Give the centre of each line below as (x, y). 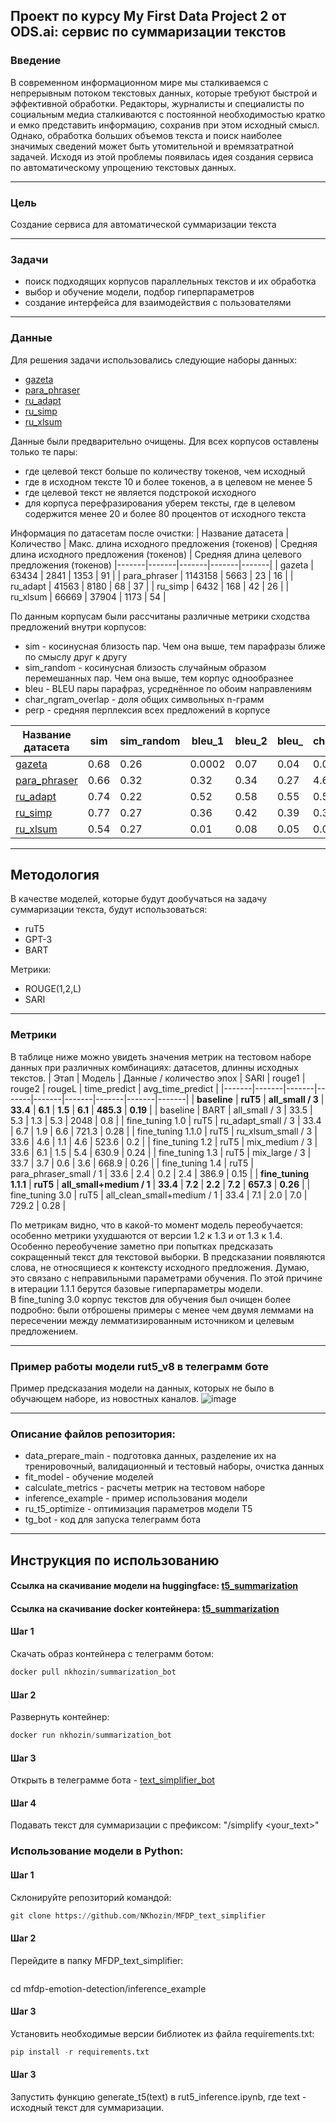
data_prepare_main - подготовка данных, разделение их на (150, 1456)
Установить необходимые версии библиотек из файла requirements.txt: (162, 2033)
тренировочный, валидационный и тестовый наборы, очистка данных (174, 1466)
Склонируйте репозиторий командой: (91, 1897)
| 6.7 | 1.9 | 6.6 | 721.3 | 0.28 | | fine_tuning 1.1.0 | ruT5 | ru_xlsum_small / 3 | (164, 1131)
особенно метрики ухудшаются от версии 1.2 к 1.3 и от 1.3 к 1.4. (146, 1235)
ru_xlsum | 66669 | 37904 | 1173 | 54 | (88, 596)
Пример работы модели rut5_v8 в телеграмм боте (139, 1366)
